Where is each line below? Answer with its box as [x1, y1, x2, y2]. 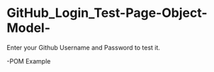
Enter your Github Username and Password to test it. [6, 43, 161, 52]
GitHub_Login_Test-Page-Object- [6, 5, 208, 21]
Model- [6, 20, 51, 36]
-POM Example [6, 56, 51, 65]
